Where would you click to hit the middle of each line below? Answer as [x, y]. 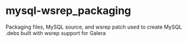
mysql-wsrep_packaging [68, 11]
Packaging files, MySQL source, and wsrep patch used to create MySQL [94, 27]
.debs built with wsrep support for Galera [56, 33]
